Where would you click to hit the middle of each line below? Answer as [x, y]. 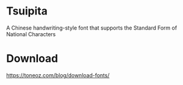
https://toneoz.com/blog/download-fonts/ [58, 75]
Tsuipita [27, 11]
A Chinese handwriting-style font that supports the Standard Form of [92, 28]
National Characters [31, 34]
